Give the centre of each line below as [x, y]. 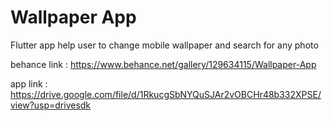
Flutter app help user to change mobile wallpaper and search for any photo [164, 45]
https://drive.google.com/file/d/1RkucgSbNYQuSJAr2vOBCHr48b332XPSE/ [166, 94]
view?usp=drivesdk [51, 105]
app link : [29, 83]
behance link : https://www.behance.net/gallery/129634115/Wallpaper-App [163, 64]
